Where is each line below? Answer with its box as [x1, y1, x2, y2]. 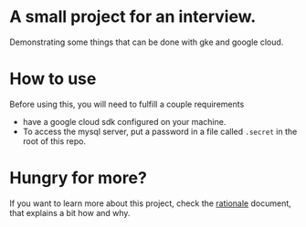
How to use [9, 68, 97, 89]
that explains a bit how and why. [9, 207, 131, 218]
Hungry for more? [9, 168, 148, 189]
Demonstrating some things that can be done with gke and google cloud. [9, 36, 284, 47]
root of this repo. [22, 135, 87, 147]
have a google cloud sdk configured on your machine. [22, 116, 227, 127]
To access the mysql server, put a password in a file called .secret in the [22, 126, 298, 137]
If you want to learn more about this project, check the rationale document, [9, 198, 292, 209]
